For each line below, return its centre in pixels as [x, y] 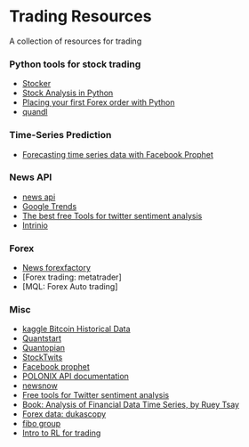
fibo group [41, 424]
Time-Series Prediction [60, 135]
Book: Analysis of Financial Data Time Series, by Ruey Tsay [131, 405]
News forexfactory [56, 268]
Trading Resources [80, 16]
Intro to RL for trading [61, 433]
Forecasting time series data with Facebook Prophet [117, 154]
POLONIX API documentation [75, 377]
